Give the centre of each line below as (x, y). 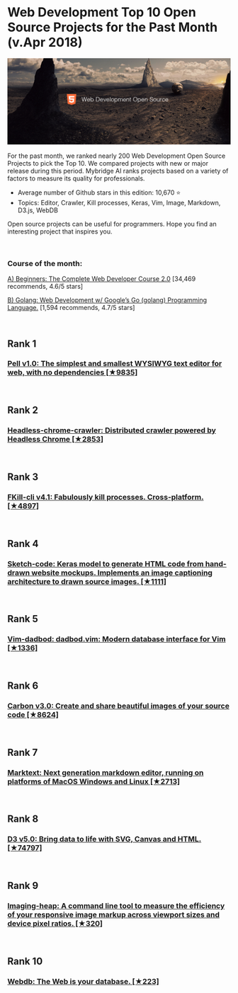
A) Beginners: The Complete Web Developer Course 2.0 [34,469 (102, 279)
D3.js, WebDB (38, 210)
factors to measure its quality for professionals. (76, 178)
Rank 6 (23, 685)
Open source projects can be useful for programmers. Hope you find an (112, 224)
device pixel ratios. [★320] (55, 923)
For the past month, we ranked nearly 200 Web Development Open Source (117, 156)
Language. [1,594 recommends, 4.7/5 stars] (71, 308)
